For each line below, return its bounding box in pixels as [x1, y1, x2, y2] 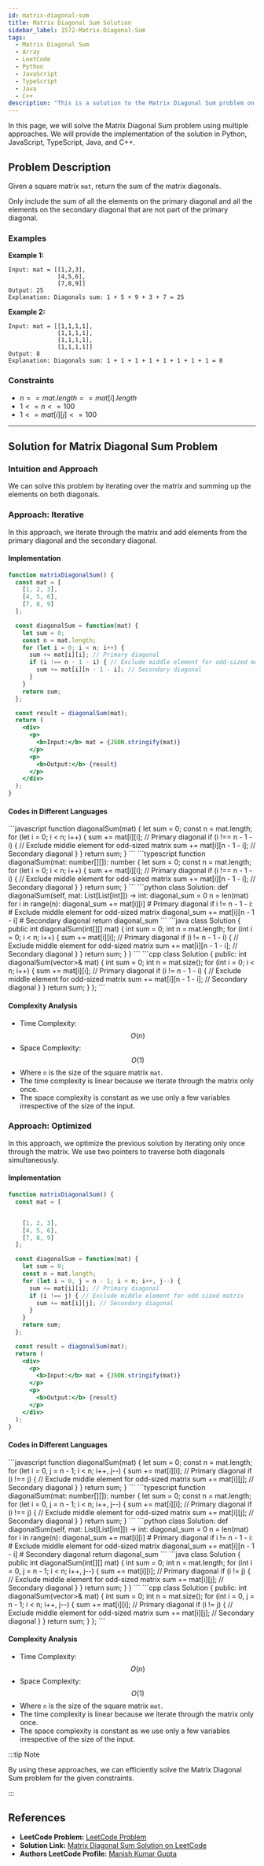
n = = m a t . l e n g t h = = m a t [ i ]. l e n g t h [19, 393, 137, 402]
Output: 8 [8, 350, 41, 358]
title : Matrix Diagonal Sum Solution [8, 19, 132, 27]
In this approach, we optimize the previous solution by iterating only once [8, 1138, 246, 1148]
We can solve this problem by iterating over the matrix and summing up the [8, 481, 251, 491]
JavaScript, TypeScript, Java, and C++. [8, 138, 136, 147]
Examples [8, 233, 47, 244]
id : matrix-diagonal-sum [8, 11, 90, 20]
